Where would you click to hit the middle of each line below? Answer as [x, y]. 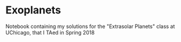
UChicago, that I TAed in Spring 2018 [50, 32]
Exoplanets [33, 10]
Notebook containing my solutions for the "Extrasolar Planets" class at [90, 26]
